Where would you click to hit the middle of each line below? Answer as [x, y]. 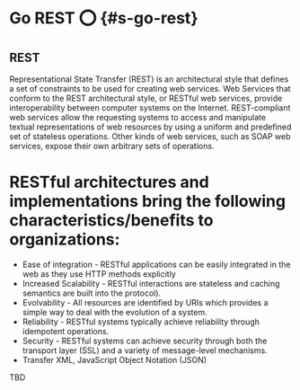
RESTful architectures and [109, 182]
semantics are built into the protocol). [92, 293]
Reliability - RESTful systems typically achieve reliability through [141, 322]
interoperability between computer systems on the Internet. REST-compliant [150, 108]
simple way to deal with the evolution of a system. [115, 312]
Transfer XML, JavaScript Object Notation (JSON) [115, 359]
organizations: [65, 239]
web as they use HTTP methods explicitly [99, 274]
